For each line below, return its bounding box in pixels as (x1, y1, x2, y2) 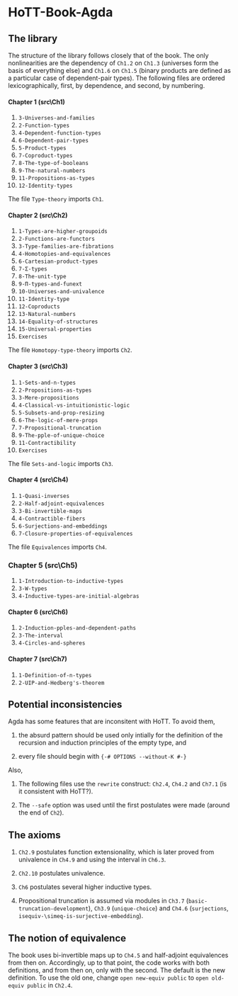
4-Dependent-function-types (18, 130, 101, 137)
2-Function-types (18, 122, 70, 130)
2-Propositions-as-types (18, 387, 92, 394)
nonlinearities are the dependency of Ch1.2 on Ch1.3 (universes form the (8, 59, 219, 67)
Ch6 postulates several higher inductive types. (18, 883, 152, 891)
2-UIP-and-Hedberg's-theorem (18, 679, 105, 686)
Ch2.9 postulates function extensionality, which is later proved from (18, 848, 215, 856)
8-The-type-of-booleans (18, 160, 89, 167)
